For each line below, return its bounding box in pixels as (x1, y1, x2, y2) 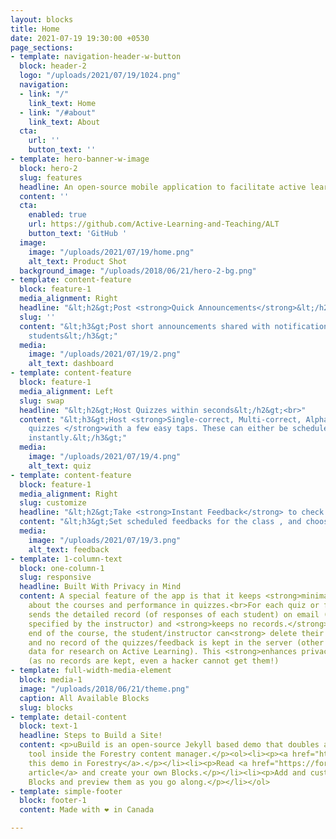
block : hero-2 (19, 163, 78, 173)
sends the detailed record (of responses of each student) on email (28, 609, 320, 620)
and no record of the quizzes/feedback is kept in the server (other (28, 637, 325, 648)
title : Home (10, 24, 60, 34)
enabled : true (28, 210, 87, 220)
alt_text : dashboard (28, 359, 114, 369)
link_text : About (28, 117, 101, 127)
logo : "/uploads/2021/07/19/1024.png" (19, 71, 182, 81)
